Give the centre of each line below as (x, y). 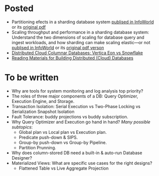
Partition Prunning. (37, 147)
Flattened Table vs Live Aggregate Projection (64, 168)
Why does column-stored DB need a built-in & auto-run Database (77, 153)
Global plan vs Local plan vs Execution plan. (63, 132)
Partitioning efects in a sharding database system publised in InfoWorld (83, 22)
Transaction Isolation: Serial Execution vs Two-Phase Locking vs (76, 106)
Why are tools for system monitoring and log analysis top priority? (77, 91)
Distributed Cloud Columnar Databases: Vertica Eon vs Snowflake (77, 53)
